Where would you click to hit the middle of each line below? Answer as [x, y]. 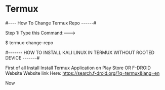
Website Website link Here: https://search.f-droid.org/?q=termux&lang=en [82, 73]
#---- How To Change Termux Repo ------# [51, 23]
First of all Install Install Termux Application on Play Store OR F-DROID [78, 68]
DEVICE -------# [23, 58]
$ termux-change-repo [29, 42]
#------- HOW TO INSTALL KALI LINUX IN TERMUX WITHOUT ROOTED [80, 52]
